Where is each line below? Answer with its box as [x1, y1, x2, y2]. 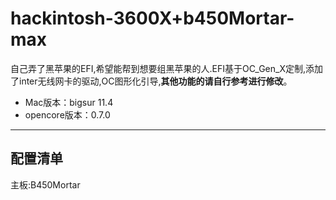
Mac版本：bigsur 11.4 [24, 96, 114, 108]
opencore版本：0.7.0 [24, 108, 111, 121]
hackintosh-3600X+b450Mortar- [10, 7, 295, 30]
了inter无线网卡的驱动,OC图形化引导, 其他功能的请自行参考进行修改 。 [10, 75, 293, 87]
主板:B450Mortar [10, 178, 81, 191]
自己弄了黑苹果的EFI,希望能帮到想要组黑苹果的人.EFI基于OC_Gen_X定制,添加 [10, 62, 323, 74]
